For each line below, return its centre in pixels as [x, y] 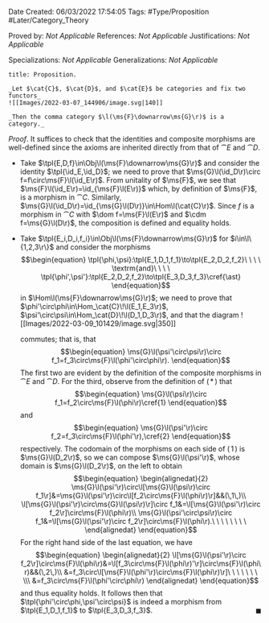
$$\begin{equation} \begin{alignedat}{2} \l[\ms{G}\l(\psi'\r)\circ [141, 555]
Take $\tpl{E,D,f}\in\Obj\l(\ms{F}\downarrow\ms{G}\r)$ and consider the [140, 163]
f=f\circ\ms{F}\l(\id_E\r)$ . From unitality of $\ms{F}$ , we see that [128, 180]
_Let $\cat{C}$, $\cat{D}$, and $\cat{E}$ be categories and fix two [127, 89]
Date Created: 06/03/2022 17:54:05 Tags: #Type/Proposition [109, 12]
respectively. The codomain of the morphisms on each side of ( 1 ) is [132, 449]
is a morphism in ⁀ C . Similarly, [71, 197]
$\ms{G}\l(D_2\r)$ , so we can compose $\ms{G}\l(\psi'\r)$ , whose [130, 457]
